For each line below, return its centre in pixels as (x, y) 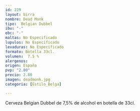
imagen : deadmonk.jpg (28, 79)
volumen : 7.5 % (22, 56)
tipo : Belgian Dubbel (29, 24)
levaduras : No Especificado (35, 47)
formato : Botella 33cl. (30, 51)
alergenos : (17, 61)
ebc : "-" (14, 33)
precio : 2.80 (19, 75)
